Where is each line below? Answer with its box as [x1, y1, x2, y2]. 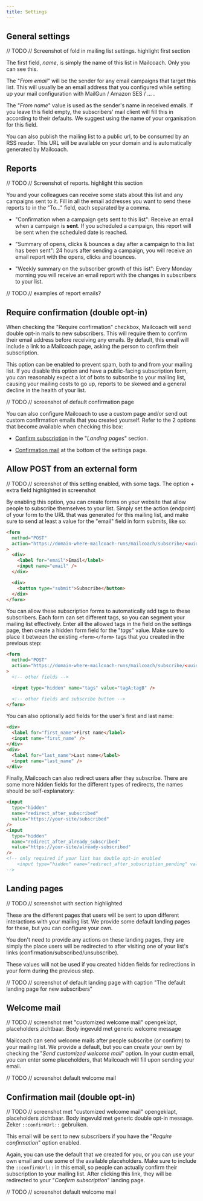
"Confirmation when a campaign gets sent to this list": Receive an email [14, 216, 193, 223]
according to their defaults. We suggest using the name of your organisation [6, 115, 196, 122]
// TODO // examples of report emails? [6, 290, 101, 297]
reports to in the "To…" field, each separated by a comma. [6, 204, 151, 211]
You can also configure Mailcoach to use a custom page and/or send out [6, 410, 187, 418]
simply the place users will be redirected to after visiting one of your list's [6, 942, 188, 950]
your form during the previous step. [6, 967, 95, 974]
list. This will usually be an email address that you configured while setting [6, 84, 192, 91]
